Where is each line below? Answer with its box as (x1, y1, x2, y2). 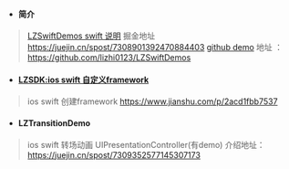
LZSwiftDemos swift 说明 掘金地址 (26, 30, 156, 41)
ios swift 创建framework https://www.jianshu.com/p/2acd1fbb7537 (26, 96, 278, 107)
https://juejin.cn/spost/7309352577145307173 (26, 149, 201, 160)
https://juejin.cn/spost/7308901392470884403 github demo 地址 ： (26, 42, 283, 53)
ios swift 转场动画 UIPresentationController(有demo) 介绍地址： (26, 139, 266, 150)
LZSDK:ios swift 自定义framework (17, 74, 150, 85)
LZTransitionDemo (17, 118, 91, 128)
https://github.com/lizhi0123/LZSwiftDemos (26, 52, 191, 63)
